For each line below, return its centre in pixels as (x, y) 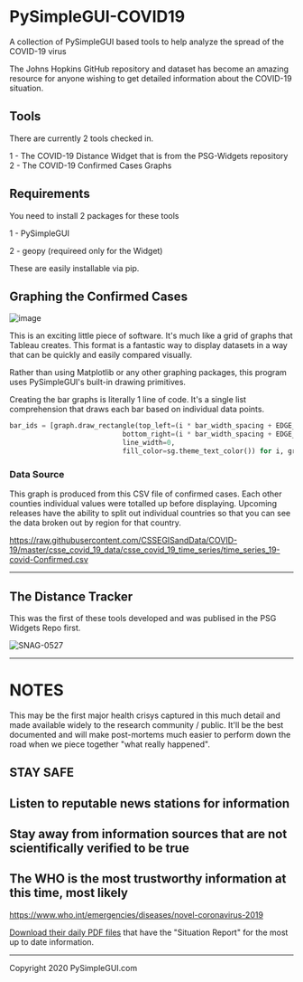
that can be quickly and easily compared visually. (101, 355)
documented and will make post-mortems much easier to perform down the (150, 734)
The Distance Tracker (71, 596)
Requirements (50, 194)
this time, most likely (69, 893)
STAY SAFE (42, 773)
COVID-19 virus (38, 51)
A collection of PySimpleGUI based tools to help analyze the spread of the (147, 42)
